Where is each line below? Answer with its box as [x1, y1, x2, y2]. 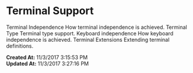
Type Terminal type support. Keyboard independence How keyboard [6, 29, 173, 36]
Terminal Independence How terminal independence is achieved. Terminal [6, 24, 188, 31]
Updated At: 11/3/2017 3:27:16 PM [6, 60, 89, 67]
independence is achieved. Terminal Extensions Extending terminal [6, 36, 170, 43]
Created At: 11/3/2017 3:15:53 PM [6, 54, 88, 61]
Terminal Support [6, 4, 94, 18]
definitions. [6, 42, 34, 49]
